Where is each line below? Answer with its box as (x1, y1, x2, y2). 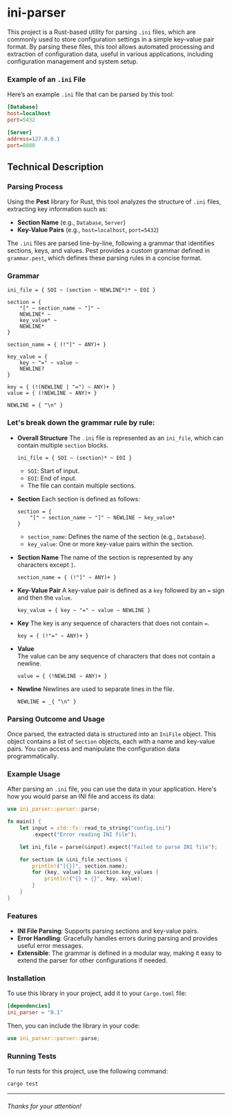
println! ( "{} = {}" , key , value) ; (43, 875, 144, 882)
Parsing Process (7, 181, 64, 191)
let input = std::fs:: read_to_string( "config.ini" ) (19, 825, 171, 832)
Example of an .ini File (7, 74, 86, 84)
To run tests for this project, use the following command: (7, 1067, 168, 1075)
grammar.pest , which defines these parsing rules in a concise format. (7, 254, 202, 262)
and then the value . (17, 593, 72, 602)
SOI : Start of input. (27, 466, 80, 475)
